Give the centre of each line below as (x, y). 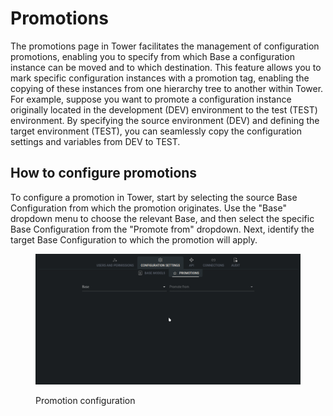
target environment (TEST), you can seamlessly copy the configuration (156, 131)
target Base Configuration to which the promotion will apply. (134, 239)
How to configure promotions (104, 173)
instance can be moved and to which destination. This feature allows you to (166, 67)
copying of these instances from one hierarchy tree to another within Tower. (167, 88)
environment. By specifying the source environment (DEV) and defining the (165, 120)
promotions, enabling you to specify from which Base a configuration (152, 56)
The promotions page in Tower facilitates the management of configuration (165, 46)
